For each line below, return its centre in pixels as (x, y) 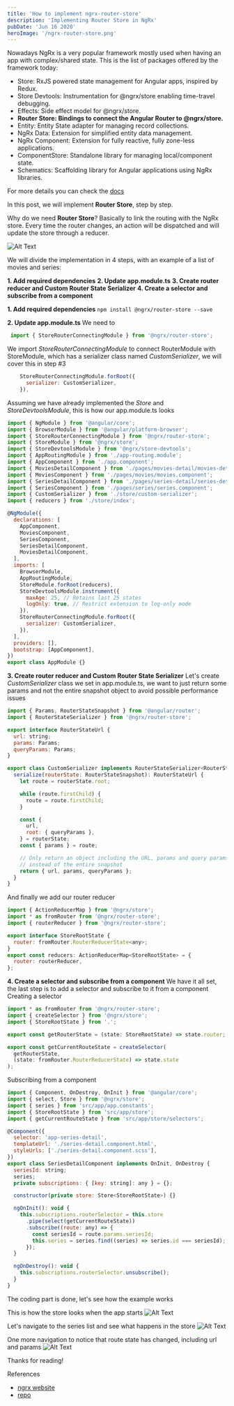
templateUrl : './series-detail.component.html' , (85, 1144)
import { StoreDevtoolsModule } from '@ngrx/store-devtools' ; (99, 449)
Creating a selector (35, 996)
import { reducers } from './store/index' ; (71, 501)
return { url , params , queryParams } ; (76, 871)
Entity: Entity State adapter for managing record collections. (103, 126)
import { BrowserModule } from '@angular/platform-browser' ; (98, 430)
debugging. (34, 104)
